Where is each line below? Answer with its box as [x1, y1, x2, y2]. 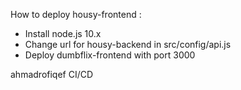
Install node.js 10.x [24, 28, 102, 39]
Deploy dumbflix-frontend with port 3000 [24, 49, 196, 61]
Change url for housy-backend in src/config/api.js [24, 39, 232, 50]
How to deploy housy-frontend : [10, 9, 142, 20]
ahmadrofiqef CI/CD [10, 69, 94, 80]
